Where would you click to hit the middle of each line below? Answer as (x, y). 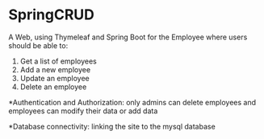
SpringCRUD (52, 15)
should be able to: (38, 45)
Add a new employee (55, 69)
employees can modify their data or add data (83, 111)
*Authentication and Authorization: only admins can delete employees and (132, 102)
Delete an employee (53, 87)
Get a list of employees (58, 61)
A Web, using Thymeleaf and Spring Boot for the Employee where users (128, 37)
